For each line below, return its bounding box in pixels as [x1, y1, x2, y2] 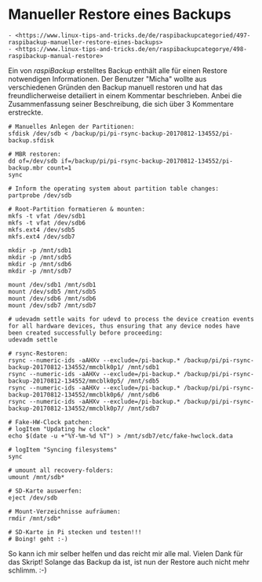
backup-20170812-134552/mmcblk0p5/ [8, 377, 125, 385]
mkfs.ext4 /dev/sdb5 [8, 225, 76, 233]
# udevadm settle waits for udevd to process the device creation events [8, 315, 255, 323]
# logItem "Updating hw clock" [8, 425, 111, 433]
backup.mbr [8, 163, 44, 172]
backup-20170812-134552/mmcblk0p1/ [8, 363, 125, 371]
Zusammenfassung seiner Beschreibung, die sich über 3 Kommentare [8, 99, 234, 108]
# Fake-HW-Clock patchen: [8, 418, 93, 426]
